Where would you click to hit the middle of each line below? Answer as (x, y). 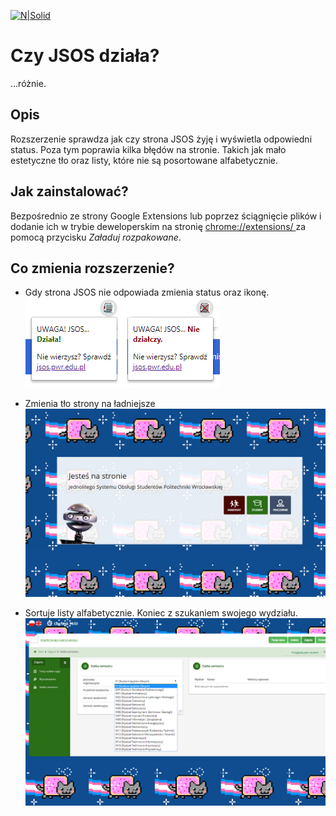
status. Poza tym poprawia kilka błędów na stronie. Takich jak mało (148, 149)
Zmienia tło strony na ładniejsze (90, 404)
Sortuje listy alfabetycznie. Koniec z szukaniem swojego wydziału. (161, 612)
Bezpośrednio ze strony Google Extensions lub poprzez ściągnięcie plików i (166, 216)
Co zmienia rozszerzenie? (92, 268)
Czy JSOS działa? (85, 56)
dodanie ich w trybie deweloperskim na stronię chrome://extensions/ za (158, 226)
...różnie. (28, 83)
